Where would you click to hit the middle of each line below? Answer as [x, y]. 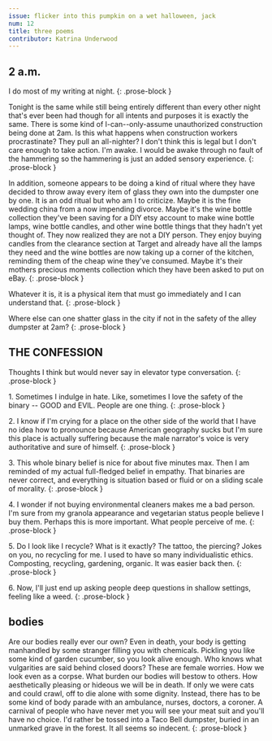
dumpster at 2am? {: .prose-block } [67, 327]
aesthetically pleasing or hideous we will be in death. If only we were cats [131, 685]
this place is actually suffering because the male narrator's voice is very [129, 438]
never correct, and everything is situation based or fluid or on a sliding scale [136, 480]
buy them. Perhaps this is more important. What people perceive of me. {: [132, 521]
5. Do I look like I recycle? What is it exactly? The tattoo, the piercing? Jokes [135, 546]
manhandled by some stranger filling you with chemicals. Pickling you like [132, 650]
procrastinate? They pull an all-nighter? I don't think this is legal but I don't [133, 142]
